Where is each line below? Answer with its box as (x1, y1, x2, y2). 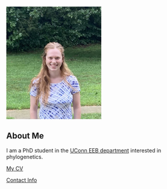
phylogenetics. (6, 153, 43, 160)
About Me (6, 131, 44, 141)
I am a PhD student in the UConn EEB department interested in (6, 146, 162, 154)
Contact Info (6, 176, 37, 184)
